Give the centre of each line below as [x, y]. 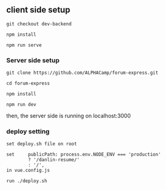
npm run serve [24, 45]
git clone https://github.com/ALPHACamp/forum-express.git [82, 73]
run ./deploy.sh [27, 181]
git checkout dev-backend [39, 24]
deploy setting [28, 131]
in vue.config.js [28, 171]
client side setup [38, 10]
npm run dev [21, 105]
